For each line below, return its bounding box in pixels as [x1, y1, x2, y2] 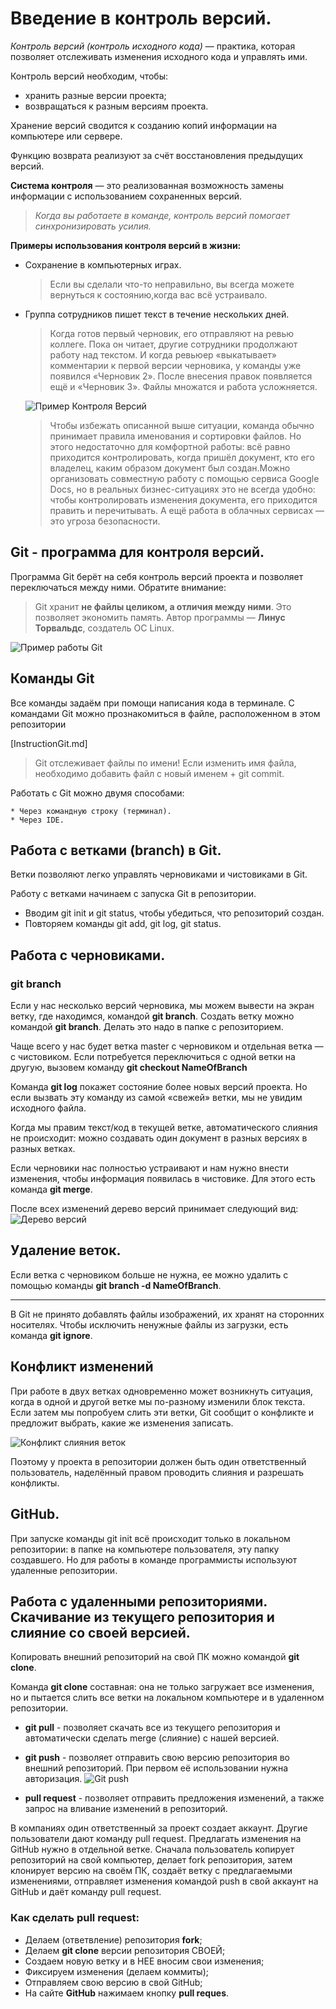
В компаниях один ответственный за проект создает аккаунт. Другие [10, 1822, 308, 1834]
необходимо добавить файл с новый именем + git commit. [34, 767, 285, 779]
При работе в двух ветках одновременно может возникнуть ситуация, [10, 1385, 314, 1397]
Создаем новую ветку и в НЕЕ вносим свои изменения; [24, 1955, 265, 1967]
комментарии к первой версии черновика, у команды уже [49, 359, 302, 371]
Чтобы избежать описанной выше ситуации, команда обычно [49, 419, 315, 431]
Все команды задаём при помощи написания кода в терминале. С [10, 697, 295, 709]
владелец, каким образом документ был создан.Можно [49, 462, 291, 474]
